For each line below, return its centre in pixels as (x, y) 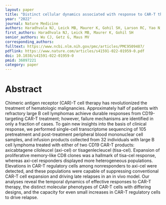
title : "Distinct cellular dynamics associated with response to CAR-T (80, 14)
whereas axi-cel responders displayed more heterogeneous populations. (79, 161)
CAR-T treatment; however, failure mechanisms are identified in (89, 119)
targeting (14, 119)
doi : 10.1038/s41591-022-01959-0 (40, 56)
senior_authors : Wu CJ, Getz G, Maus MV (47, 38)
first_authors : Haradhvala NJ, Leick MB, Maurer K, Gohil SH (69, 33)
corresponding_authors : (30, 42)
